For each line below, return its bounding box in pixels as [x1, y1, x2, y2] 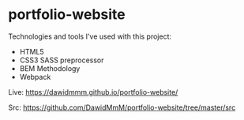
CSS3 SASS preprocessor [19, 55, 104, 65]
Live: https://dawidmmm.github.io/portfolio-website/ [8, 87, 178, 96]
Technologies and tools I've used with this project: [8, 32, 172, 41]
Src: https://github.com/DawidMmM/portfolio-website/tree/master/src [8, 103, 236, 112]
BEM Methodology [19, 63, 81, 73]
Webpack [19, 72, 51, 81]
